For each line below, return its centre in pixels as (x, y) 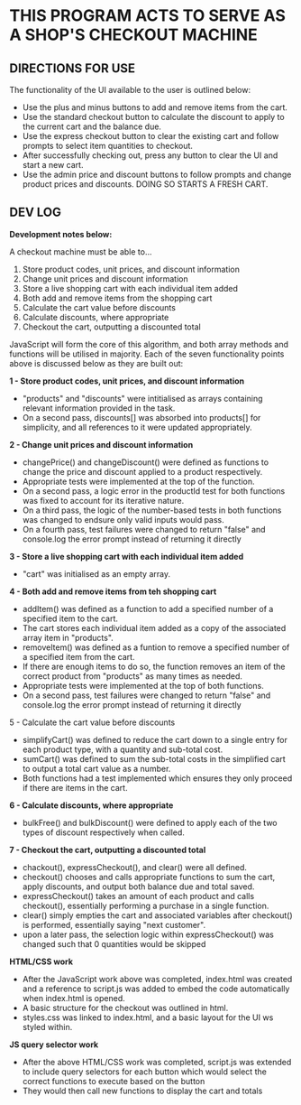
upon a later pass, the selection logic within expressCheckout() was (148, 934)
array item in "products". (68, 637)
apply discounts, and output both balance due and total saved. (138, 887)
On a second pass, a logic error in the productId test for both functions (154, 491)
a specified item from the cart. (78, 656)
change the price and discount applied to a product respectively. (142, 471)
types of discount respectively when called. (103, 832)
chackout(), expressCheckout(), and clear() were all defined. (135, 867)
